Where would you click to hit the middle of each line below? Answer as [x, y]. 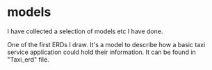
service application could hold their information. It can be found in [101, 52]
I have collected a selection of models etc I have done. [85, 31]
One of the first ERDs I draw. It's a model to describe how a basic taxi [106, 44]
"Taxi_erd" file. [28, 59]
